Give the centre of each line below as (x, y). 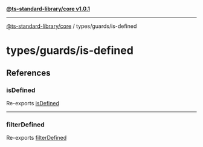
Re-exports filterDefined (37, 138)
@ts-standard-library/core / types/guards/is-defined (72, 26)
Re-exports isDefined (33, 103)
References (28, 73)
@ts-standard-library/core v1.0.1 (48, 9)
